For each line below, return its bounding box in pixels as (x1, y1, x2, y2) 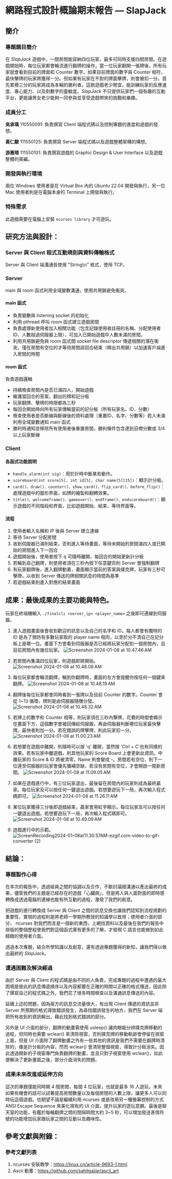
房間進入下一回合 (21, 547, 58, 553)
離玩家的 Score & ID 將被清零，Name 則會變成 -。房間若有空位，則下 (12, 756, 158, 763)
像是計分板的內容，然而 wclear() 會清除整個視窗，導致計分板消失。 (18, 1044, 160, 1050)
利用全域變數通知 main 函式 (12, 419, 71, 425)
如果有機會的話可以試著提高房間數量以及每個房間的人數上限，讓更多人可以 (5, 1090, 162, 1096)
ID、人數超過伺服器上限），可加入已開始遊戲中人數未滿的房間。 (12, 331, 145, 338)
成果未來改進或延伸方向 (5, 1071, 63, 1078)
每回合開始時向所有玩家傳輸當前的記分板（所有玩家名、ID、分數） (12, 406, 152, 413)
